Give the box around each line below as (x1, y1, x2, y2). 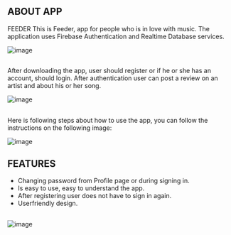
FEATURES (7, 158, 56, 170)
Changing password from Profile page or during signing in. (17, 177, 190, 185)
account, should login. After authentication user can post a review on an (7, 74, 218, 82)
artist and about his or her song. (7, 82, 102, 90)
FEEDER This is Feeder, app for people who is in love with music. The (7, 24, 210, 33)
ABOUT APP (7, 6, 63, 18)
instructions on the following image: (7, 124, 112, 132)
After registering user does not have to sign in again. (17, 192, 172, 200)
